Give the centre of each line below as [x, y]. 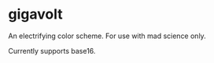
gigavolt [35, 14]
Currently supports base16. [52, 51]
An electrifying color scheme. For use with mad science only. [107, 36]
